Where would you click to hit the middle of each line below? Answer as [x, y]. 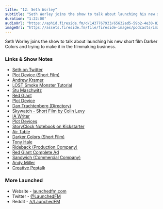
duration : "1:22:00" [26, 18]
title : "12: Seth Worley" [31, 9]
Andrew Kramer [28, 80]
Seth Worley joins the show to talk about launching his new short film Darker [81, 41]
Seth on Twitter [27, 70]
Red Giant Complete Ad [35, 152]
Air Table [21, 132]
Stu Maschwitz [27, 90]
